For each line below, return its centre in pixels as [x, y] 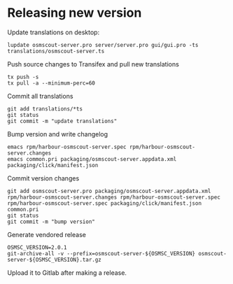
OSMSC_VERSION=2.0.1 [37, 247]
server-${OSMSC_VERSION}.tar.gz [54, 260]
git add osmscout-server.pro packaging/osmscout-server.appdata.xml [109, 191]
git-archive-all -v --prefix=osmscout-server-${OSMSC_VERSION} [101, 253]
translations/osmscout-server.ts [56, 51]
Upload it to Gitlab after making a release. [67, 272]
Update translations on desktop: [54, 32]
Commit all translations [40, 96]
